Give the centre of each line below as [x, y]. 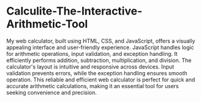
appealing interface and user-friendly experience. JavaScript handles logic [100, 47]
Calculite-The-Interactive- [74, 11]
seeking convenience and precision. [52, 92]
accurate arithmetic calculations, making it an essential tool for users [93, 86]
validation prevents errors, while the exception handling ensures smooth [97, 73]
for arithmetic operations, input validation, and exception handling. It [92, 53]
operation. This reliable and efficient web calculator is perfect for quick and [101, 80]
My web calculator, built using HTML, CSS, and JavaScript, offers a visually [101, 41]
